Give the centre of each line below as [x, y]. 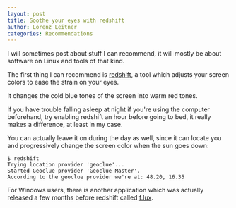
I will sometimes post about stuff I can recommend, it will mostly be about [114, 54]
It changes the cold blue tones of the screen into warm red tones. [102, 96]
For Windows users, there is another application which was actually [106, 190]
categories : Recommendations [50, 33]
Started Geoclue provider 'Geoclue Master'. [74, 171]
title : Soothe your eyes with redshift [66, 20]
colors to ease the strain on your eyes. [63, 82]
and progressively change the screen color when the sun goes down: [108, 146]
